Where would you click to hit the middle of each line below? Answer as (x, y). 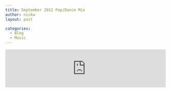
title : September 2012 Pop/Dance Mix (45, 10)
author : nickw (20, 15)
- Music (18, 38)
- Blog (17, 33)
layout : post (19, 19)
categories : (18, 28)
